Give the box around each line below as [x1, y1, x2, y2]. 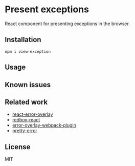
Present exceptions [5, 4, 89, 15]
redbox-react [12, 117, 40, 123]
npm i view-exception [5, 49, 51, 54]
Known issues [5, 80, 51, 89]
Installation [5, 35, 41, 44]
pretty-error [12, 128, 38, 134]
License [5, 142, 31, 151]
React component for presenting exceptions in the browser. [5, 20, 130, 27]
